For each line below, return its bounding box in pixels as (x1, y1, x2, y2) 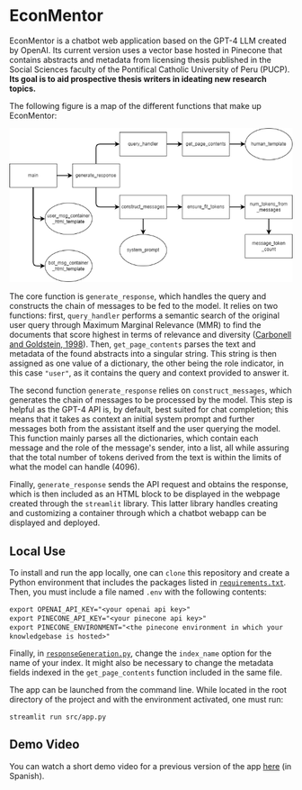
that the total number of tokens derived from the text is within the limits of (9, 452, 282, 463)
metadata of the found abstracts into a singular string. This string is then (9, 349, 277, 359)
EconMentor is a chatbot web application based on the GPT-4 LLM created (9, 35, 287, 46)
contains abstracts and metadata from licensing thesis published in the (9, 54, 271, 65)
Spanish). (9, 770, 45, 781)
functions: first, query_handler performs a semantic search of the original (9, 310, 280, 321)
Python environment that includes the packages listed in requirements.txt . (9, 577, 287, 588)
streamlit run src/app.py (9, 713, 106, 722)
